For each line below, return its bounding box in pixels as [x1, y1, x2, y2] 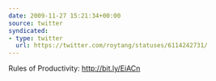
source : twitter [8, 19, 63, 27]
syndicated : [8, 26, 49, 34]
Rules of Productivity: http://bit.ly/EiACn [8, 63, 141, 73]
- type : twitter [8, 34, 63, 43]
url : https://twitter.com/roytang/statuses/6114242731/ [15, 42, 208, 50]
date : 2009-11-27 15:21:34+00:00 [8, 11, 121, 20]
